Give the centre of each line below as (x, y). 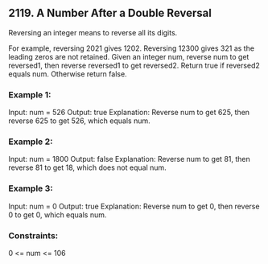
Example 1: (30, 94)
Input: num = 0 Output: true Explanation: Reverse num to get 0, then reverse (134, 206)
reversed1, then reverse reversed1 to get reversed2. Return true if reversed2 (134, 65)
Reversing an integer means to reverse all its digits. (93, 32)
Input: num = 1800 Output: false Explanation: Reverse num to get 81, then (130, 159)
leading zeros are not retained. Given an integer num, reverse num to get (129, 56)
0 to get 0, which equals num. (58, 214)
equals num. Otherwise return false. (68, 74)
